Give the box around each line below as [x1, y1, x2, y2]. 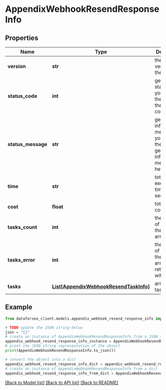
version [7, 63, 26, 70]
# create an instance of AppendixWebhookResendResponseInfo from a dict [5, 366, 158, 371]
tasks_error [7, 256, 36, 263]
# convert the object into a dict [5, 357, 77, 362]
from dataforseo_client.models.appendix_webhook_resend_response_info [5, 316, 154, 321]
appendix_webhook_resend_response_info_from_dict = [5, 371, 114, 376]
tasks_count [7, 224, 38, 231]
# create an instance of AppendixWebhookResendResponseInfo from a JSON [5, 334, 158, 340]
